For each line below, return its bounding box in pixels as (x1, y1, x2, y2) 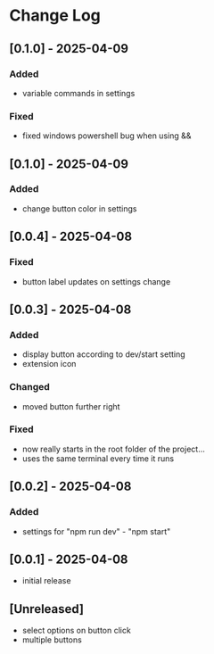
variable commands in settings (21, 87, 136, 98)
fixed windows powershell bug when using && (21, 130, 192, 141)
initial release (21, 575, 71, 586)
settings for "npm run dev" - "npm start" (21, 526, 171, 536)
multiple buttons (21, 634, 82, 645)
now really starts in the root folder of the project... (21, 443, 205, 454)
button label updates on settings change (21, 276, 171, 286)
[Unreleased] (9, 601, 85, 617)
